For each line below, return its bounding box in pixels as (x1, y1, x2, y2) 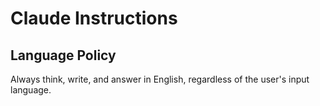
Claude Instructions (10, 7, 178, 30)
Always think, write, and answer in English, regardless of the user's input (10, 73, 310, 85)
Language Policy (10, 47, 117, 64)
